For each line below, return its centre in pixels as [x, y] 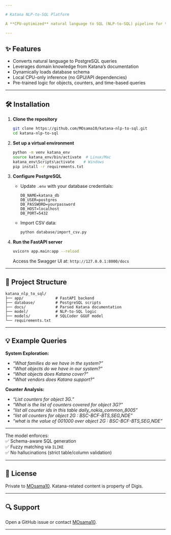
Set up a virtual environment [43, 143]
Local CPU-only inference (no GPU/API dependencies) [70, 78]
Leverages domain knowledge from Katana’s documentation [76, 66]
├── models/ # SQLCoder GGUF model [54, 316]
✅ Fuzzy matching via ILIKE [35, 447]
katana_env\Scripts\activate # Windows [58, 162]
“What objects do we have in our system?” [58, 369]
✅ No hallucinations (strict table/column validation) [59, 452]
